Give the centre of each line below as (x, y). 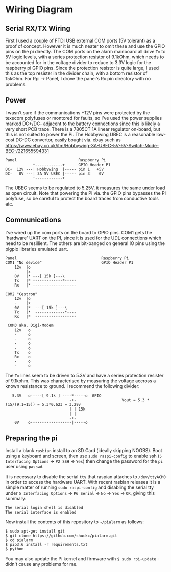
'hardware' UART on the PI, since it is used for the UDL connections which (83, 238)
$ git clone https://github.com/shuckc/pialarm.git (61, 536)
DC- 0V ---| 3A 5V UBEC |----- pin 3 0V (54, 173)
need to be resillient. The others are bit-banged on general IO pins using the (85, 243)
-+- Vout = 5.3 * (109, 400)
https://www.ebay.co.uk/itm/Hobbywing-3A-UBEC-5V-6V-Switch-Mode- (82, 145)
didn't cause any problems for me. (41, 564)
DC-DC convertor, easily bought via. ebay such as (68, 140)
